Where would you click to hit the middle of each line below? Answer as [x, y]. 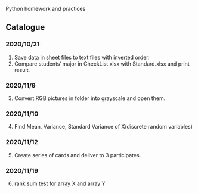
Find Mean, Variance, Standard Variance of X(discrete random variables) [103, 127]
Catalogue [25, 27]
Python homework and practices [46, 9]
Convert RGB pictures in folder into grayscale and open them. [90, 98]
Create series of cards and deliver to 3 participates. [78, 155]
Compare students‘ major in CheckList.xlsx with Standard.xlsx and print [102, 63]
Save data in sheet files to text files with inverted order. [82, 57]
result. [22, 70]
